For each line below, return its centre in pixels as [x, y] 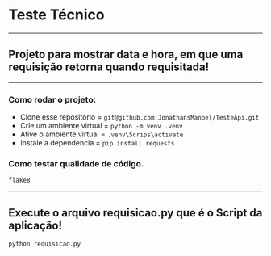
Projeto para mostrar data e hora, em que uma [126, 55]
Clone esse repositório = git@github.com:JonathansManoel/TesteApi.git [140, 117]
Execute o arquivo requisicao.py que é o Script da [135, 213]
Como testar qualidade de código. [76, 163]
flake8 [19, 180]
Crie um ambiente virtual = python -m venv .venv [101, 126]
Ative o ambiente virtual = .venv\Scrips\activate [102, 134]
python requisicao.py [45, 244]
